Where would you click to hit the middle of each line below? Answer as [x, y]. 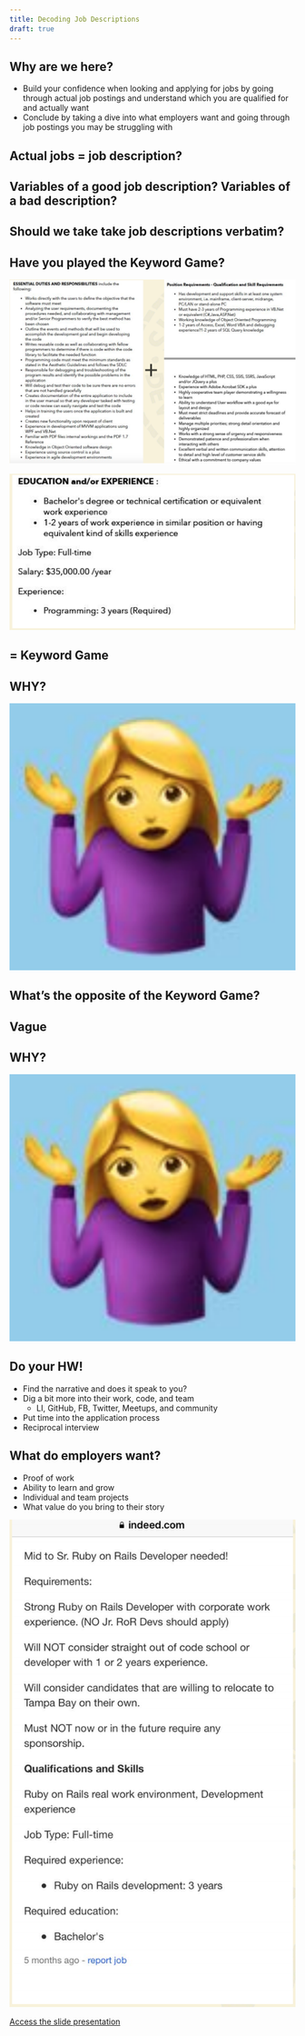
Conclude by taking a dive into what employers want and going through [156, 117]
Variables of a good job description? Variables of [150, 187]
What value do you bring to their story [93, 1507]
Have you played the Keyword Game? [117, 262]
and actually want [55, 108]
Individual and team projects [75, 1497]
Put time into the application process [91, 1417]
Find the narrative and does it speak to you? [105, 1388]
